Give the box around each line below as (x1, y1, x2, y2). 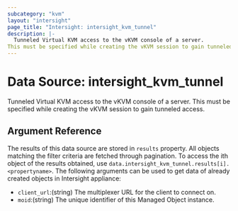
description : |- (7, 30, 55, 38)
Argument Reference (7, 125, 102, 137)
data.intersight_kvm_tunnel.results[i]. (108, 160, 230, 167)
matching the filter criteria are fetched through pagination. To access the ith (7, 152, 229, 160)
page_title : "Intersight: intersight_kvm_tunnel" (7, 23, 157, 30)
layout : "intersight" (7, 17, 72, 24)
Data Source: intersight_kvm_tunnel (7, 74, 224, 90)
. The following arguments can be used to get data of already (52, 166, 230, 175)
